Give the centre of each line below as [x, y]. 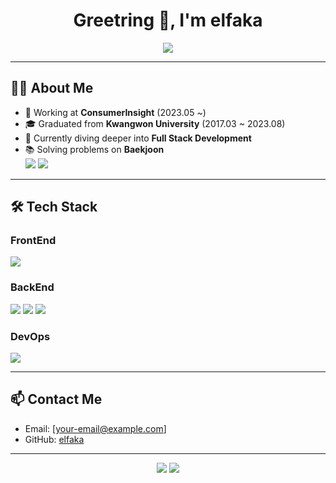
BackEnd [32, 287]
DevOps [30, 336]
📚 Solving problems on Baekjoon [94, 149]
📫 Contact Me [56, 399]
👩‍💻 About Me [52, 88]
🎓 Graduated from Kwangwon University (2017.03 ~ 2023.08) [155, 123]
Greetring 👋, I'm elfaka [168, 20]
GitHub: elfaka [54, 439]
